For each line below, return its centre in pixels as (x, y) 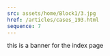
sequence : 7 (24, 26)
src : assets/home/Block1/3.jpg (52, 13)
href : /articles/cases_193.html (53, 20)
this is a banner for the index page (55, 46)
